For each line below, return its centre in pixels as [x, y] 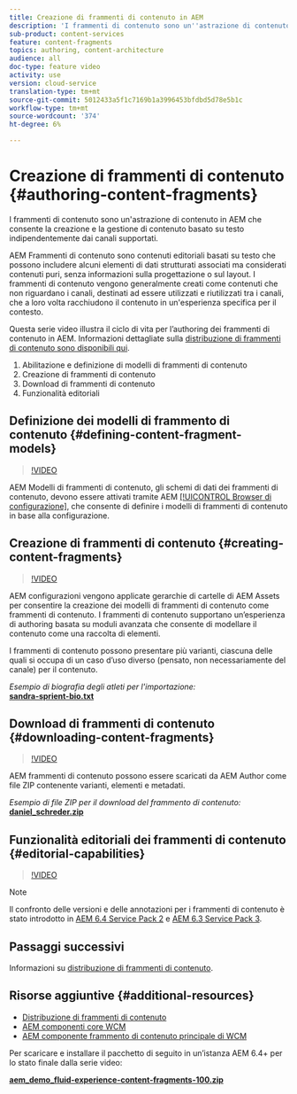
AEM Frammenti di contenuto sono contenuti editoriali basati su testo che [143, 255]
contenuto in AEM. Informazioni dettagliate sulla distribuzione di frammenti [145, 338]
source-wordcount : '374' [55, 116]
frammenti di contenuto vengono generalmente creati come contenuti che [144, 283]
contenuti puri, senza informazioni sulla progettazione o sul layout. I [133, 274]
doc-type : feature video [55, 67]
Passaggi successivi [67, 947]
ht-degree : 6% [35, 125]
